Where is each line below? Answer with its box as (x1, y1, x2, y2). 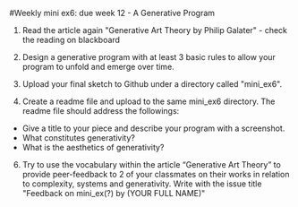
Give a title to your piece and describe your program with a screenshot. (21, 123, 285, 134)
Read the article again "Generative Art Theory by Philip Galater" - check (21, 25, 288, 35)
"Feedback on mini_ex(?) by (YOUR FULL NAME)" (21, 188, 206, 198)
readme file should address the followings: (21, 106, 180, 116)
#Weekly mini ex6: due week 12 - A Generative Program (9, 8, 216, 18)
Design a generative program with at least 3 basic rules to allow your (21, 52, 276, 62)
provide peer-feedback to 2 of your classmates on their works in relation (21, 169, 290, 179)
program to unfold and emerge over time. (21, 62, 175, 72)
